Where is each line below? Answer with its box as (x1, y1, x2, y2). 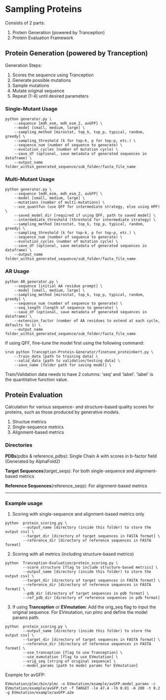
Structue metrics (12, 419, 47, 425)
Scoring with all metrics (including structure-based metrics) (12, 551, 134, 557)
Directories (5, 442, 33, 449)
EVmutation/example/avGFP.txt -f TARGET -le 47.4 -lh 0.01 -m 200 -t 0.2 (5, 686, 161, 691)
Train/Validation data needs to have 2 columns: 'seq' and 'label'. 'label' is (5, 371, 154, 377)
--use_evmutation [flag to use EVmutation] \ (23, 654, 119, 660)
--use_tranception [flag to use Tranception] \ (23, 650, 123, 655)
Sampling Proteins (5, 3, 83, 15)
